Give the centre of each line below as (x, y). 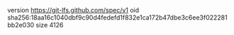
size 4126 (50, 25)
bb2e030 (21, 25)
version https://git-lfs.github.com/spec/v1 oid (73, 10)
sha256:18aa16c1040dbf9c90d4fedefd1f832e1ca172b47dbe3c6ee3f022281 (118, 17)
